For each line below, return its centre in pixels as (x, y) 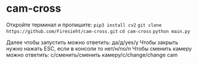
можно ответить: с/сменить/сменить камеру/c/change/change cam (92, 55)
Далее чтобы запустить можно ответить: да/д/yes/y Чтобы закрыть (92, 42)
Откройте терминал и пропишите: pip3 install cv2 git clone (84, 25)
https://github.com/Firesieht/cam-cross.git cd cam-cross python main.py (98, 31)
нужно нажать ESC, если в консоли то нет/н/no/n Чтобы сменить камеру (99, 48)
